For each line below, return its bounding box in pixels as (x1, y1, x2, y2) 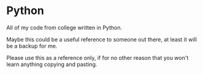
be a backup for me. (6, 42, 58, 50)
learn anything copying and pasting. (6, 61, 98, 68)
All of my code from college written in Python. (6, 24, 123, 31)
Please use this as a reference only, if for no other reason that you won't (6, 54, 189, 61)
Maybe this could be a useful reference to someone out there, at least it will (6, 35, 197, 43)
